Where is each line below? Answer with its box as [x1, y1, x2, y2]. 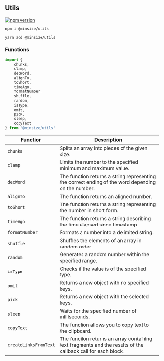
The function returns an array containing [60, 336, 153, 342]
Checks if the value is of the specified [60, 265, 146, 272]
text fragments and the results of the [60, 342, 144, 349]
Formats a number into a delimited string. [60, 229, 154, 236]
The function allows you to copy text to [60, 321, 149, 328]
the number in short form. [60, 207, 119, 214]
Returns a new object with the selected [60, 293, 149, 300]
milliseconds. [60, 314, 90, 320]
